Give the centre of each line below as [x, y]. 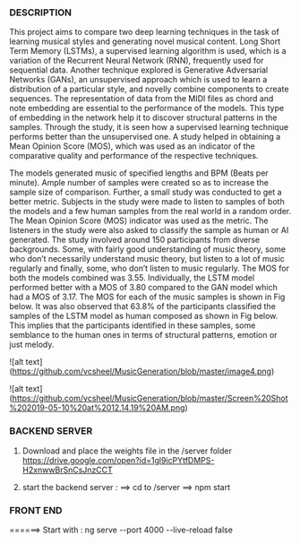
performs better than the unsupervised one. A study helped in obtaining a [145, 137]
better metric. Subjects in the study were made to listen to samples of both [147, 202]
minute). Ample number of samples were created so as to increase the [139, 183]
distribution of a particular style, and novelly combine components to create [149, 89]
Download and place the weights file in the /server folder [127, 451]
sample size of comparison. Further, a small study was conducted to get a [146, 192]
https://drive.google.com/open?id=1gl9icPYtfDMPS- [118, 460]
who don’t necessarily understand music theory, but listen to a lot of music [147, 259]
